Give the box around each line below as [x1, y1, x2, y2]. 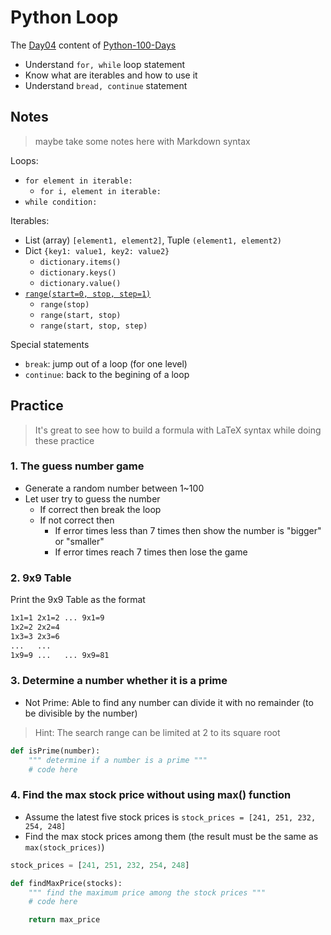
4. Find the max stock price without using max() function [10, 788, 292, 802]
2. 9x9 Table [10, 571, 72, 585]
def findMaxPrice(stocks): [10, 878, 123, 888]
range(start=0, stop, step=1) [24, 289, 152, 299]
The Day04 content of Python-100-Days [10, 39, 177, 51]
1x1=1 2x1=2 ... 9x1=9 [10, 613, 105, 623]
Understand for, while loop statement [24, 58, 186, 70]
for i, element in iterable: [39, 186, 162, 196]
